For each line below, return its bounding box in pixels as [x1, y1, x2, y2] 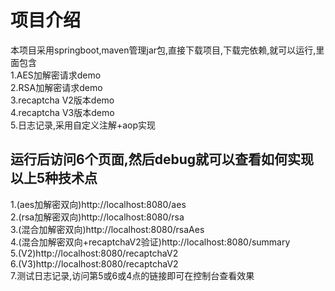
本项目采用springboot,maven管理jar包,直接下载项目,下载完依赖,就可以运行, [10, 44, 317, 56]
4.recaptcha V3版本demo [10, 106, 115, 118]
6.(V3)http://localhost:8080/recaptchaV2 [10, 257, 179, 270]
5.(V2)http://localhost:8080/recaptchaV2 [10, 247, 179, 259]
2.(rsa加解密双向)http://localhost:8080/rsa [10, 211, 185, 223]
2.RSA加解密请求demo [10, 81, 103, 93]
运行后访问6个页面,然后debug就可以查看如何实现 [10, 151, 314, 168]
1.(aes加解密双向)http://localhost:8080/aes [10, 198, 187, 210]
